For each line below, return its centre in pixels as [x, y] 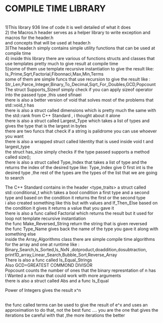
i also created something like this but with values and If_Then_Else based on [81, 203]
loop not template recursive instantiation [46, 218]
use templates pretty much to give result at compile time [62, 64]
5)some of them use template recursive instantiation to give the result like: [80, 68]
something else [20, 234]
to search [15, 178]
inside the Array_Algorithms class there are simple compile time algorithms [80, 239]
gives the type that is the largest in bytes [46, 126]
